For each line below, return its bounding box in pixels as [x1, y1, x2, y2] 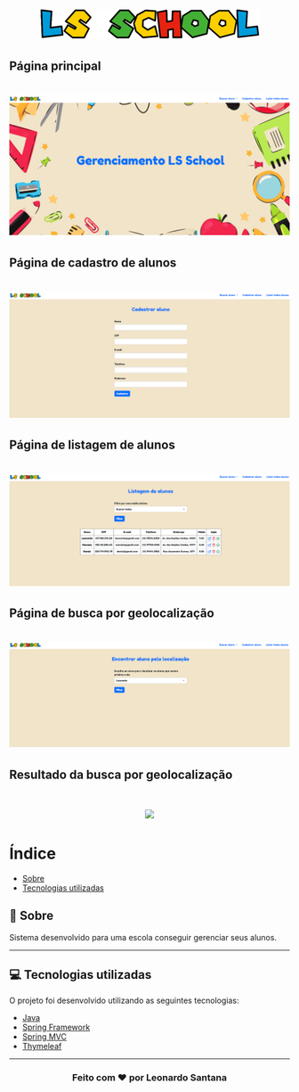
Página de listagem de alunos [9, 438, 175, 453]
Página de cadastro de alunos [9, 255, 177, 270]
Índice [9, 843, 56, 864]
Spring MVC [21, 1031, 68, 1042]
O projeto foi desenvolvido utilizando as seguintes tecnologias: [9, 995, 239, 1006]
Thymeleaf [21, 1041, 62, 1052]
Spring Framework [21, 1022, 91, 1033]
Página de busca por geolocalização [9, 605, 215, 620]
